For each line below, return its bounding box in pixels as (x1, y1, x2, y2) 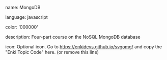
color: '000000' (5, 24, 38, 30)
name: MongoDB (5, 5, 41, 10)
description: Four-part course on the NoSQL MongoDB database (5, 34, 141, 40)
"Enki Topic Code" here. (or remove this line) (5, 49, 99, 55)
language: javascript (5, 14, 48, 20)
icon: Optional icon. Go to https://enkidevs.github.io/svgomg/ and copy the (5, 44, 162, 50)
